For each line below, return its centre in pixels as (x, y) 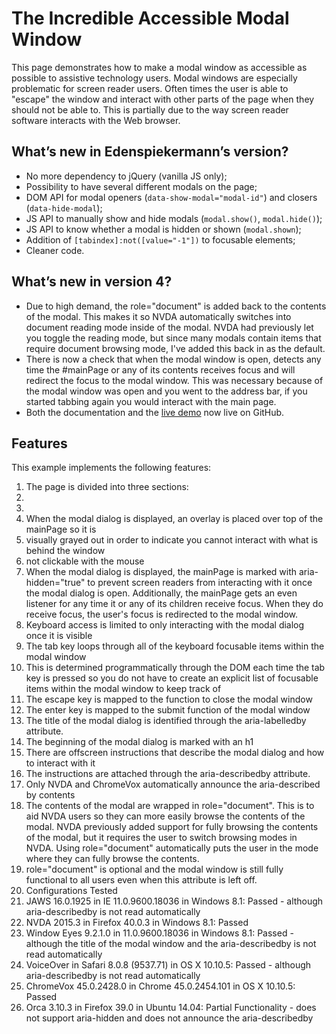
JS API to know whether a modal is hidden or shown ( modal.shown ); (163, 229)
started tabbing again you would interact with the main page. (151, 401)
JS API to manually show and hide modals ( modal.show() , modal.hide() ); (174, 218)
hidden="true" (55, 583)
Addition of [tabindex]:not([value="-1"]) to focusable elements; (160, 239)
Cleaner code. (55, 250)
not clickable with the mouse (85, 561)
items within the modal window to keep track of (123, 689)
